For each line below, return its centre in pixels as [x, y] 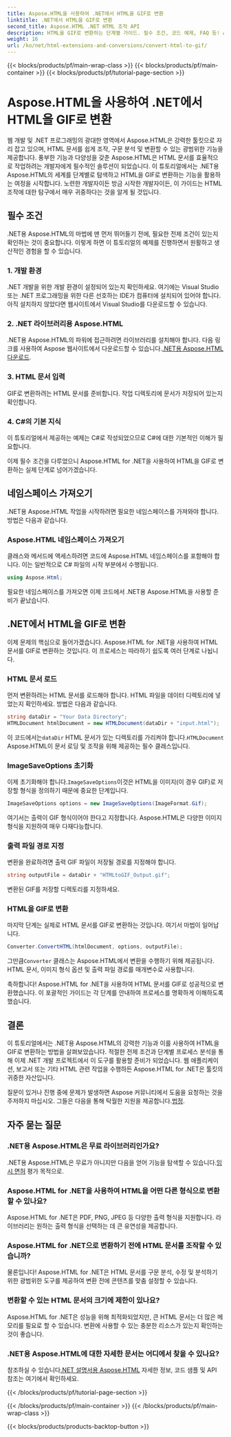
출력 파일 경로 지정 [36, 846]
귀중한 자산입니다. [31, 1078]
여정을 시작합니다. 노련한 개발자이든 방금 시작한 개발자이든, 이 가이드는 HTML [118, 183]
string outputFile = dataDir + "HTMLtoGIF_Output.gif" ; [89, 875]
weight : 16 [23, 39]
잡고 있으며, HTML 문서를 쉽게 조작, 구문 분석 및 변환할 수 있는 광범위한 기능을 [119, 148]
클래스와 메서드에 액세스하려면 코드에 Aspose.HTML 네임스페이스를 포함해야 [110, 556]
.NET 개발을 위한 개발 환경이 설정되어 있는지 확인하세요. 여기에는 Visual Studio [113, 287]
